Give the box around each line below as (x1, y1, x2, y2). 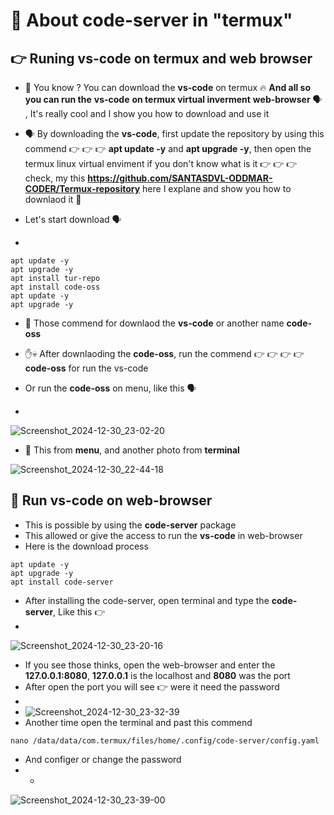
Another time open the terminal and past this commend (24, 716, 253, 728)
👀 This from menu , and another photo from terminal (24, 444, 240, 456)
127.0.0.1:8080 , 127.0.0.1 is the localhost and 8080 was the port (24, 669, 291, 681)
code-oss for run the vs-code (24, 362, 149, 374)
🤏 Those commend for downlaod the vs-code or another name (24, 317, 285, 329)
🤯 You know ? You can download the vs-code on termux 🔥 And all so (24, 82, 312, 93)
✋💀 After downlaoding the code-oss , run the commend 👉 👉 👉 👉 (24, 348, 305, 359)
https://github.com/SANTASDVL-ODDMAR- (87, 172, 273, 184)
